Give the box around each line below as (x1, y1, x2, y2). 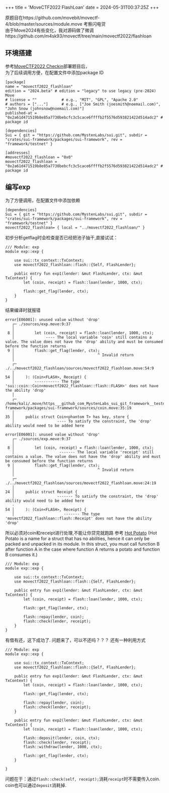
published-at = (5, 111, 37, 116)
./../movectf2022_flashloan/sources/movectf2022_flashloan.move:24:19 (5, 481, 156, 486)
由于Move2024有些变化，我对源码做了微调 (5, 27, 94, 33)
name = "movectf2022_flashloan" (5, 84, 73, 89)
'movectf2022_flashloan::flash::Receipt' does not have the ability (5, 516, 152, 521)
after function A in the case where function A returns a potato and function (5, 546, 160, 552)
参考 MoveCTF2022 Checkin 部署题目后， (5, 63, 90, 69)
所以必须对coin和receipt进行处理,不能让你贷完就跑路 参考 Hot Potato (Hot (5, 530, 157, 536)
